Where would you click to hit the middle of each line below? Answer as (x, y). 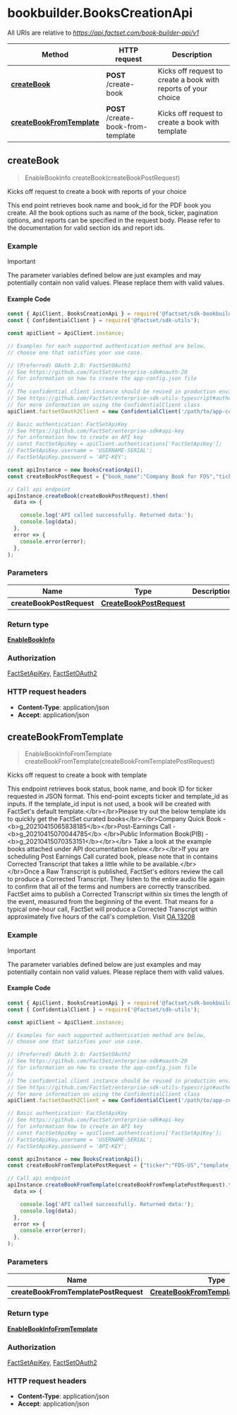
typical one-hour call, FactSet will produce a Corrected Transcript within (112, 909)
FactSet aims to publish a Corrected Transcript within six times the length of (117, 894)
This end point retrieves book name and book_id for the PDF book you (109, 205)
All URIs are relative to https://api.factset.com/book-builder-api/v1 (103, 33)
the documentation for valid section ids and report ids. (86, 227)
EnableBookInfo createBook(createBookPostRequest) (102, 178)
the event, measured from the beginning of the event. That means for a (110, 902)
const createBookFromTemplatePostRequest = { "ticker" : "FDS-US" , (104, 1166)
